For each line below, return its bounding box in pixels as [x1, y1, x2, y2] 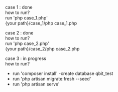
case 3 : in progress [5, 55, 47, 61]
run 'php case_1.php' [5, 15, 48, 20]
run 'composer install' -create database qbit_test [12, 70, 113, 76]
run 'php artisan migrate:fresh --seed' [12, 76, 91, 81]
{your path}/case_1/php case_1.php [5, 20, 77, 26]
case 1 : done [5, 4, 33, 10]
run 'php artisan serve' [12, 81, 60, 87]
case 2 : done [5, 30, 34, 35]
